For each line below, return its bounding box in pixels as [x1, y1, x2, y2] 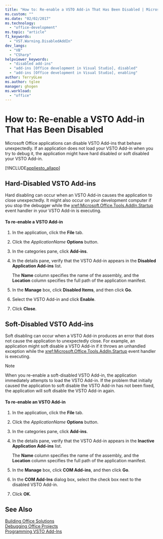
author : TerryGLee [5, 75, 42, 80]
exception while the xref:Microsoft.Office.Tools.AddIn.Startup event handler [5, 348, 156, 354]
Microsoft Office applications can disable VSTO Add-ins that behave [5, 140, 142, 146]
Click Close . [12, 306, 37, 312]
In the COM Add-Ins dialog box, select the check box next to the [12, 477, 142, 483]
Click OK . [12, 491, 32, 497]
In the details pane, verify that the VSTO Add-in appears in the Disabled [12, 258, 156, 264]
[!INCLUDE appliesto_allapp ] [5, 165, 61, 171]
